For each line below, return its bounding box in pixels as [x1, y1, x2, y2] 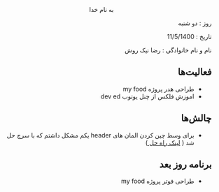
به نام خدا [89, 6, 114, 13]
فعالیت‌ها [177, 66, 212, 78]
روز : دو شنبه [178, 19, 212, 27]
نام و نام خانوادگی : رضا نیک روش [125, 46, 212, 54]
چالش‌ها [181, 112, 212, 124]
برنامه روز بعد [159, 158, 212, 170]
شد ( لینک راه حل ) [145, 138, 195, 147]
